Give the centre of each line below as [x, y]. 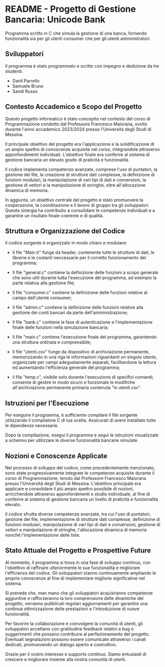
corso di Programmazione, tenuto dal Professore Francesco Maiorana [76, 478]
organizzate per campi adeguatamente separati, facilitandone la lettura [84, 362]
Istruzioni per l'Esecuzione [47, 403]
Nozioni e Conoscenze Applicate [56, 456]
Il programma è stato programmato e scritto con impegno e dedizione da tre [82, 66]
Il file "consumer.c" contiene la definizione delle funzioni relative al [80, 293]
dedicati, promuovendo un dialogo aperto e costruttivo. [61, 644]
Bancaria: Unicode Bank [55, 20]
